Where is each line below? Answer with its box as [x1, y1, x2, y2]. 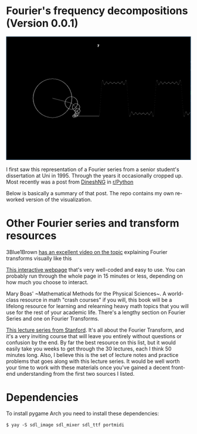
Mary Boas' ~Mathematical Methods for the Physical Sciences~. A [6, 290, 167, 297]
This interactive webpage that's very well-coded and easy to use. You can [6, 266, 186, 273]
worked [6, 196, 25, 203]
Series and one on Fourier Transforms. [6, 315, 100, 322]
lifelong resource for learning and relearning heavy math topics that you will [6, 302, 189, 309]
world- [167, 290, 184, 297]
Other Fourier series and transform [6, 216, 180, 230]
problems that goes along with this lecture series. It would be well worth [6, 358, 180, 365]
